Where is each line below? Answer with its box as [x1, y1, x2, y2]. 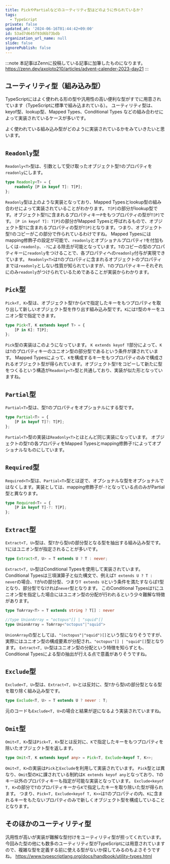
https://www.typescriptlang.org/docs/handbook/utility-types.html [15, 853, 152, 859]
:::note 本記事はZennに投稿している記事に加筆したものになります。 [5, 60, 146, 66]
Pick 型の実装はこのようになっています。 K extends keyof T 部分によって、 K [5, 342, 162, 348]
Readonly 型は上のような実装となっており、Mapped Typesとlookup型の [5, 199, 153, 205]
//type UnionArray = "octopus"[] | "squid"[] [5, 617, 103, 622]
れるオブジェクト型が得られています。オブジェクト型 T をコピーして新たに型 [5, 361, 162, 367]
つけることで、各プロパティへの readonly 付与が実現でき [50, 250, 165, 256]
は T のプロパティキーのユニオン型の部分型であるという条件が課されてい [5, 348, 154, 354]
